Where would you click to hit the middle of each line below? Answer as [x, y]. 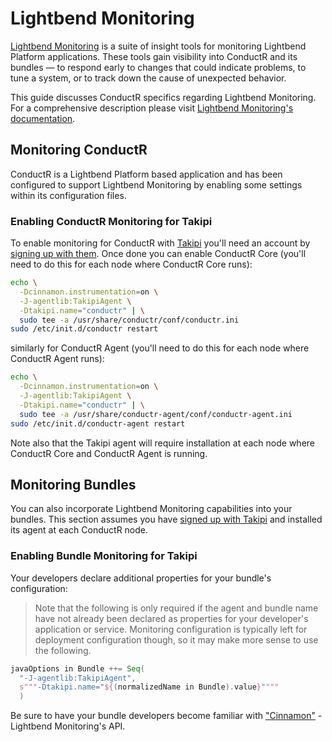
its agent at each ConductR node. [79, 530]
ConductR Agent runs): [57, 359]
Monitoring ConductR [79, 150]
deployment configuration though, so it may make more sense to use [176, 639]
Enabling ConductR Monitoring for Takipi [111, 221]
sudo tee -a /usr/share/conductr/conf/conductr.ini [129, 320]
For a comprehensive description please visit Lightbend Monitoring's [152, 108]
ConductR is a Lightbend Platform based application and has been [146, 174]
